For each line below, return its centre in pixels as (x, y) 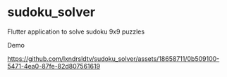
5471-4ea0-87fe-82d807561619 (54, 66)
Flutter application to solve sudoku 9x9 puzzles (76, 31)
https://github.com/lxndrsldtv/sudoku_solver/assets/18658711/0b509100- (114, 58)
